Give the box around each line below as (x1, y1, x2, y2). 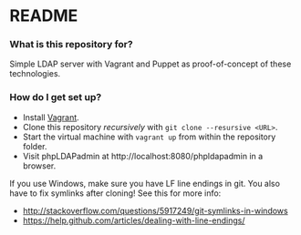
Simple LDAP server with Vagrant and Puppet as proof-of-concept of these (9, 58, 292, 69)
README (9, 5, 78, 26)
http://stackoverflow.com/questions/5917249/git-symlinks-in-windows (22, 205, 289, 216)
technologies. (9, 68, 61, 79)
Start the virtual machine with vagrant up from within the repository (22, 131, 276, 142)
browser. (22, 160, 57, 171)
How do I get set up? (9, 91, 102, 104)
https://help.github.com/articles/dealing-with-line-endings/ (22, 215, 245, 226)
